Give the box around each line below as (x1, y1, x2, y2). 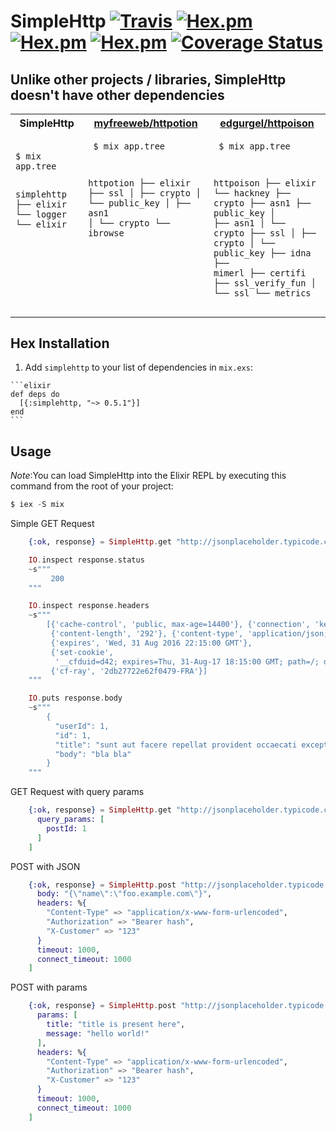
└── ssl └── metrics (213, 287, 312, 299)
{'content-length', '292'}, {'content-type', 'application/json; (50, 629, 329, 639)
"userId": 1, (54, 721, 110, 731)
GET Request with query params (10, 786, 145, 798)
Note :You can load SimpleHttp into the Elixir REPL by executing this (10, 470, 287, 482)
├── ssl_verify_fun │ (213, 277, 317, 289)
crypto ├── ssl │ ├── (213, 227, 317, 239)
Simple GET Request (10, 518, 95, 530)
